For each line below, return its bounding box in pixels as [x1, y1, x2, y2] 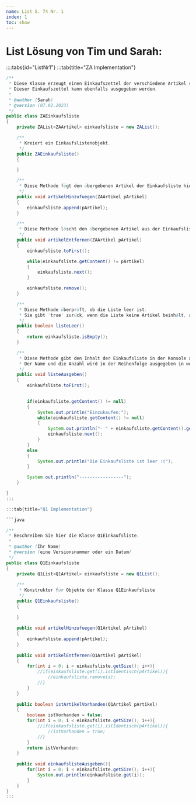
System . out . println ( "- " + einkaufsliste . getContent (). [47, 426, 187, 432]
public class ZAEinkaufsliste [6, 113, 80, 119]
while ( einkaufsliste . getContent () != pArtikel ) [27, 258, 145, 264]
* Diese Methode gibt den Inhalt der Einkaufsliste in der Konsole [19, 355, 187, 361]
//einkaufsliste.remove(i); [47, 674, 116, 680]
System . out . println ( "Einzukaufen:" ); [37, 409, 129, 415]
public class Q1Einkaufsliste [6, 560, 80, 566]
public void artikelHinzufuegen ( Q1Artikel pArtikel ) [16, 625, 148, 632]
